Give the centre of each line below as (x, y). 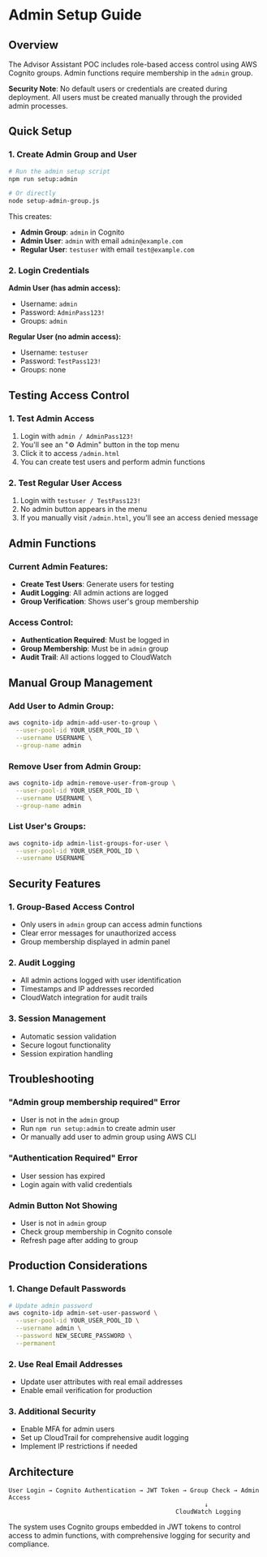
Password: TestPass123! (60, 361)
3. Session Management (57, 1018)
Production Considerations (78, 1266)
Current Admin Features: (58, 566)
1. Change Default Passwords (67, 1289)
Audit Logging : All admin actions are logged (94, 593)
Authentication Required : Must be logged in (95, 640)
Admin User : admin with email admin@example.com (101, 241)
